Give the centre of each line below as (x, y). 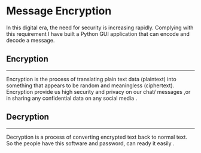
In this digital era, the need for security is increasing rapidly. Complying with (100, 27)
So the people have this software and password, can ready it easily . (90, 143)
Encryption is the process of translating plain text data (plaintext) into (91, 79)
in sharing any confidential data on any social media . (72, 98)
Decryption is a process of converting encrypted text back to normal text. (97, 137)
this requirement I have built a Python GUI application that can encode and (98, 33)
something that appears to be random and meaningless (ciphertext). (90, 85)
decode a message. (31, 40)
